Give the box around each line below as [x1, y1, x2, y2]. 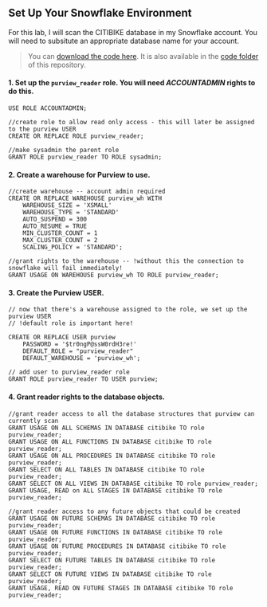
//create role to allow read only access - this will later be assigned [8, 119, 255, 127]
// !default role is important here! [8, 319, 134, 327]
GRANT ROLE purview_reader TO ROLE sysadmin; [8, 153, 162, 162]
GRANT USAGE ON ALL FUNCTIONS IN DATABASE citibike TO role [8, 437, 213, 445]
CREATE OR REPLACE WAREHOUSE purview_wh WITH [8, 194, 162, 202]
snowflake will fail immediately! [8, 264, 124, 272]
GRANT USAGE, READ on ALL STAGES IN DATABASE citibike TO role [8, 486, 223, 495]
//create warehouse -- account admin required [8, 187, 166, 196]
